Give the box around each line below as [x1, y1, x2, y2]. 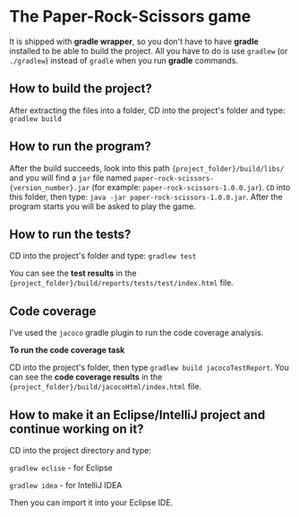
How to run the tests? [9, 226, 132, 241]
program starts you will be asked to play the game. [9, 200, 196, 212]
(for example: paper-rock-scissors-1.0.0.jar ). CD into [91, 181, 291, 192]
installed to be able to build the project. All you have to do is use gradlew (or [9, 45, 288, 56]
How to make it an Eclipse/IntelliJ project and [9, 407, 266, 423]
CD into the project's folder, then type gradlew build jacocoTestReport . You [9, 362, 289, 373]
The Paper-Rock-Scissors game [9, 6, 252, 27]
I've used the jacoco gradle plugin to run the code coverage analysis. [9, 328, 264, 338]
